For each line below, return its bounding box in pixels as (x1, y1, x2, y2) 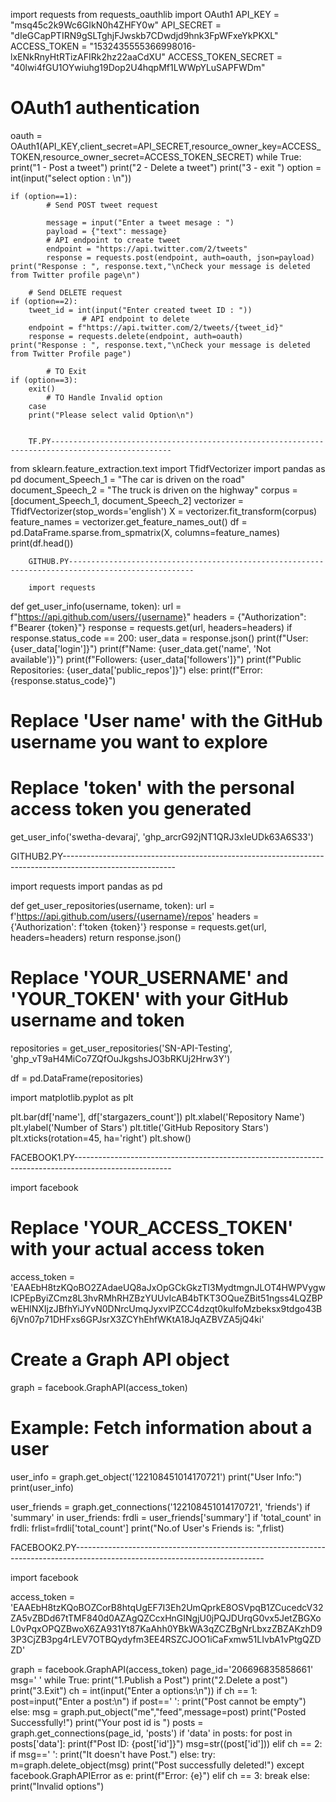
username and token (10, 1009, 185, 1032)
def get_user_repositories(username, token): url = (10, 900, 215, 912)
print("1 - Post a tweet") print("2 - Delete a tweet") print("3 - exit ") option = (10, 161, 322, 173)
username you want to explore (10, 731, 268, 754)
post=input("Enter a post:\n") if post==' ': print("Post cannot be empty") (10, 1695, 307, 1707)
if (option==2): (10, 296, 78, 306)
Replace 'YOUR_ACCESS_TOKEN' (10, 1217, 294, 1239)
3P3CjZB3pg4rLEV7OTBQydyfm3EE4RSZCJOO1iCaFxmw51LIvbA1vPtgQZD (10, 1633, 322, 1645)
